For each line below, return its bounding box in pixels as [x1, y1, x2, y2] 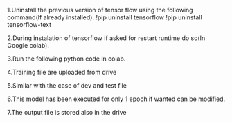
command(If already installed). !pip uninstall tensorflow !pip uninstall [7, 13, 202, 21]
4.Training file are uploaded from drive [7, 68, 117, 76]
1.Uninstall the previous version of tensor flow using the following [7, 6, 193, 14]
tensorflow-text [7, 21, 52, 28]
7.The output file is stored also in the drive [7, 108, 127, 116]
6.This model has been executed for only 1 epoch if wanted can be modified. [7, 95, 226, 103]
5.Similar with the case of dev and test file [7, 82, 127, 89]
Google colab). [7, 41, 50, 49]
